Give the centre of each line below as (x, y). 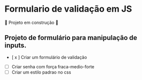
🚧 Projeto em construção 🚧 (31, 22)
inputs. (16, 46)
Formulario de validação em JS (68, 9)
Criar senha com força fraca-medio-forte (53, 66)
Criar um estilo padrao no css (41, 72)
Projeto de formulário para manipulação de (71, 38)
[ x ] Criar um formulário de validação (49, 57)
